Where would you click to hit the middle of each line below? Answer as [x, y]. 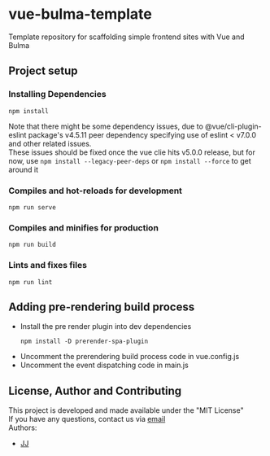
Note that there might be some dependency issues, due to [106, 126]
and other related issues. [50, 143]
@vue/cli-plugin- [233, 126]
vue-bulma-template [80, 14]
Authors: [23, 427]
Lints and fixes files [48, 265]
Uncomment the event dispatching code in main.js [104, 365]
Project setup [44, 71]
